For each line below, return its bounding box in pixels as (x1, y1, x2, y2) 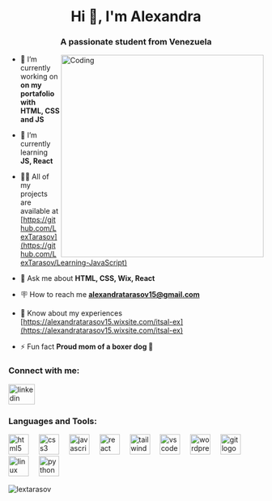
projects (19, 189, 49, 199)
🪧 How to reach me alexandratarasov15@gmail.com (19, 290, 200, 299)
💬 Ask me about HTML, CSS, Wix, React (19, 274, 155, 283)
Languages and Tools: (8, 415, 97, 427)
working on (19, 72, 58, 82)
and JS (19, 115, 45, 125)
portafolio (19, 89, 55, 99)
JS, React (19, 156, 53, 166)
